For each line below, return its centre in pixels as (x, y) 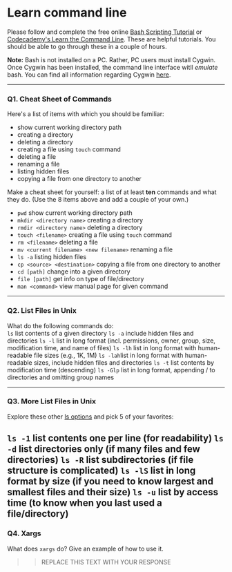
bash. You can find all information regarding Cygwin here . (89, 75)
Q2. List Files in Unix (42, 311)
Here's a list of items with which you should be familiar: (86, 114)
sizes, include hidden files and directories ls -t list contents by (124, 362)
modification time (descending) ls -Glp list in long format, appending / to (111, 370)
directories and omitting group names (61, 377)
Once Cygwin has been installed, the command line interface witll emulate (113, 67)
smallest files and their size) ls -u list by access (113, 492)
